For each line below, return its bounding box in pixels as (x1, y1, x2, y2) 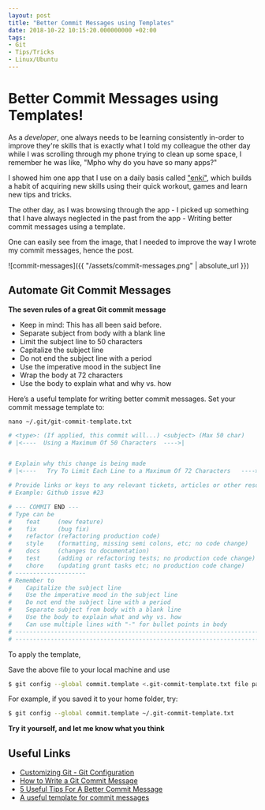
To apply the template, (8, 649, 81, 659)
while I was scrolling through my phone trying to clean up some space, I (8, 149, 242, 159)
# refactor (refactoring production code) (8, 532, 160, 541)
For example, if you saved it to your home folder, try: (8, 694, 178, 703)
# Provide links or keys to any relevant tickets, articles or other (8, 482, 242, 489)
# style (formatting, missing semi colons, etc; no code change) (8, 540, 248, 548)
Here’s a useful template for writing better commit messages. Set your (8, 394, 236, 403)
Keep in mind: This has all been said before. (19, 320, 162, 329)
